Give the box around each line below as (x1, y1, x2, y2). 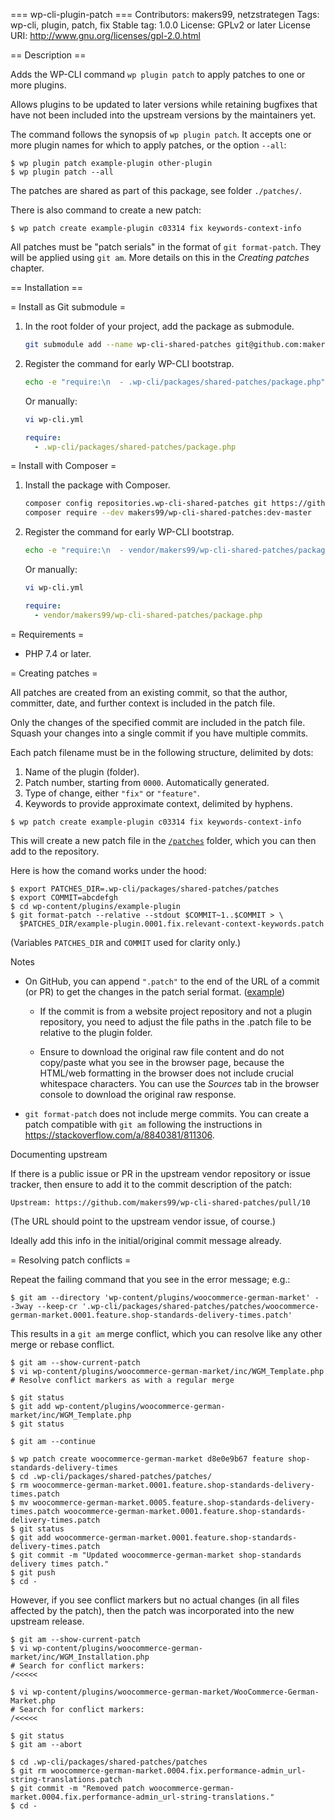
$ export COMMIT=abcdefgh (10, 892, 118, 903)
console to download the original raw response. (39, 1088, 237, 1100)
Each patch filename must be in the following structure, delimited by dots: (10, 746, 314, 758)
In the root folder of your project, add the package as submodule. (24, 320, 295, 332)
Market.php (10, 1695, 56, 1706)
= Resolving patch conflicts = (10, 1254, 132, 1266)
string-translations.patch (10, 1774, 123, 1784)
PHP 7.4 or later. (24, 647, 92, 659)
